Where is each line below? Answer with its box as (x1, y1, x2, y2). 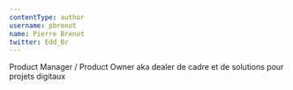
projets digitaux (9, 71, 66, 82)
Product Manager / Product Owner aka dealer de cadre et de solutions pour (9, 62, 284, 72)
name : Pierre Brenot (9, 29, 86, 38)
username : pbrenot (9, 21, 77, 30)
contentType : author (9, 12, 86, 22)
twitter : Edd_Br (9, 37, 69, 47)
